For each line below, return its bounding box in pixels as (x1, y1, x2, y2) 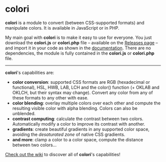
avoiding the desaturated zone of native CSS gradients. (12, 131, 125, 137)
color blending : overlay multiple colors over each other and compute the (12, 100, 161, 106)
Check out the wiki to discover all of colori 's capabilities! (5, 151, 121, 157)
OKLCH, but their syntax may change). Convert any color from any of (12, 90, 153, 96)
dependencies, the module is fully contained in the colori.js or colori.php (5, 50, 155, 56)
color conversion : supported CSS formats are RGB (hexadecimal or (12, 79, 150, 85)
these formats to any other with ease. (12, 95, 89, 100)
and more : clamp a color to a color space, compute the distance (12, 136, 143, 142)
